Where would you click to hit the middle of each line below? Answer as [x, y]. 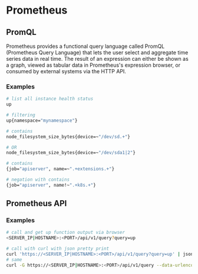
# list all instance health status [50, 99]
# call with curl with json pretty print [58, 249]
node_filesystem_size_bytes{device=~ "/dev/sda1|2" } [71, 153]
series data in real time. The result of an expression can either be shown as [97, 59]
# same [14, 260]
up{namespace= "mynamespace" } [42, 120]
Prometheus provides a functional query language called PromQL [85, 46]
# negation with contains [38, 180]
